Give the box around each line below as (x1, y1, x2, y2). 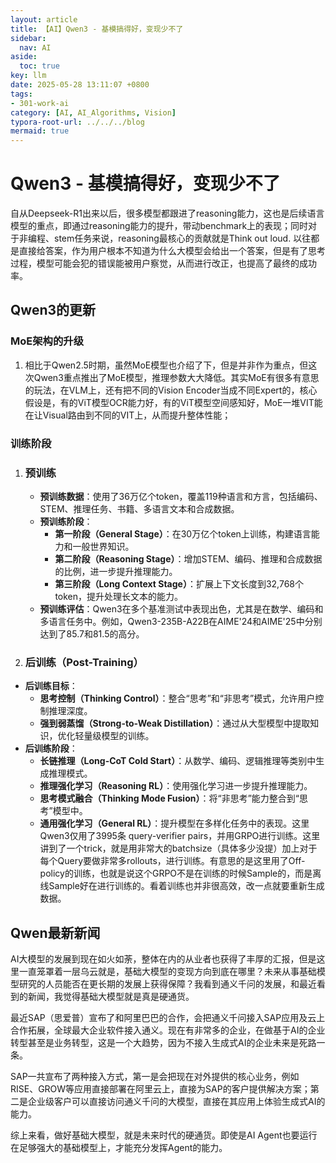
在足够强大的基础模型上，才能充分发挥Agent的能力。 (10, 1142, 228, 1154)
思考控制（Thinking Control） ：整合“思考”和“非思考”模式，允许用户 (39, 692, 316, 705)
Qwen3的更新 (10, 302, 97, 319)
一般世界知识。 (72, 540, 135, 552)
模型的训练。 (101, 730, 155, 742)
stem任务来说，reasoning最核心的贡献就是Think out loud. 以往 (53, 232, 312, 245)
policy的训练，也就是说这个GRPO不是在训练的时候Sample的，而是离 (39, 867, 322, 880)
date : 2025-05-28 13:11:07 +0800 (10, 80, 150, 90)
